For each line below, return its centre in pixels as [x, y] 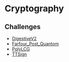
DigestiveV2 [24, 38]
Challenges [23, 27]
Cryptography [34, 9]
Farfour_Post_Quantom [35, 44]
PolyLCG [21, 49]
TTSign [19, 54]
